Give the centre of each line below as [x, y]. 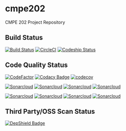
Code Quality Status [37, 65]
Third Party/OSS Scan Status [50, 111]
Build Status [24, 38]
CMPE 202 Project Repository [35, 22]
